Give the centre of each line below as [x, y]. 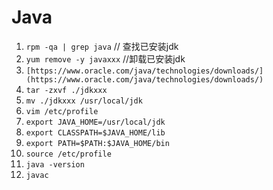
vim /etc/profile [62, 111]
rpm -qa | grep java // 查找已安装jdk [102, 46]
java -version [55, 164]
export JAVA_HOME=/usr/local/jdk [95, 122]
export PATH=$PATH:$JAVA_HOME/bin [97, 143]
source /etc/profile [68, 154]
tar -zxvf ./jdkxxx [66, 90]
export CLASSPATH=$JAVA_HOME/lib [95, 132]
